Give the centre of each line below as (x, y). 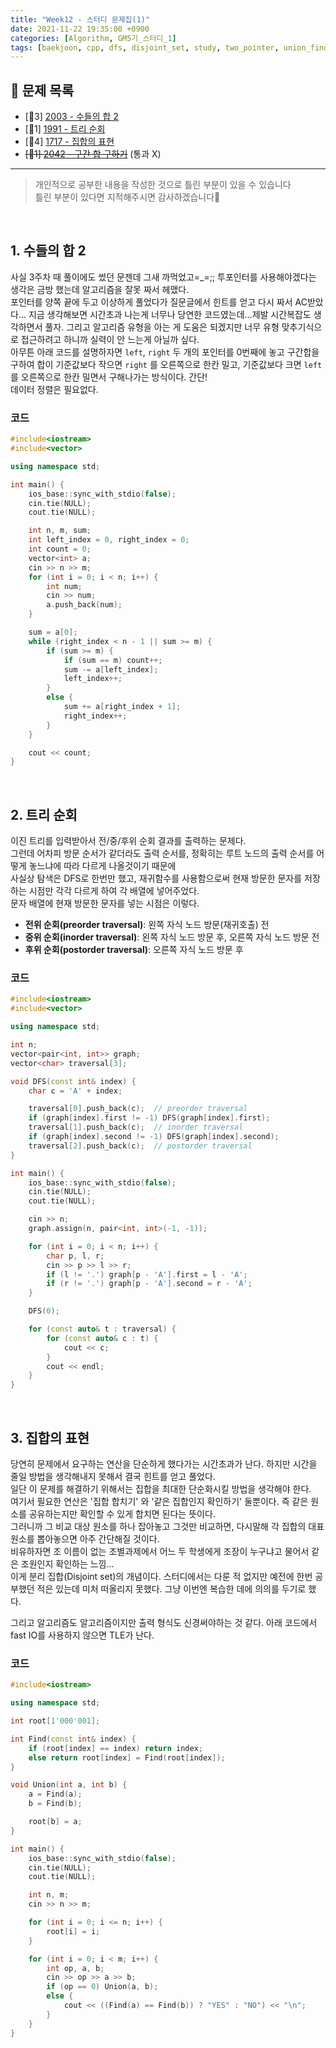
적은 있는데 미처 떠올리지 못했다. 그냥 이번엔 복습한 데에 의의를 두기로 (171, 1588)
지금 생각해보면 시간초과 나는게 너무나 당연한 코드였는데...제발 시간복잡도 (170, 314)
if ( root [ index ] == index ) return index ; (115, 1748)
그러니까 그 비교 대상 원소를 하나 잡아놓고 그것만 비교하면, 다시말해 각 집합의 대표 (167, 1526)
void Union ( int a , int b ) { (69, 1785)
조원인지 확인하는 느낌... (67, 1563)
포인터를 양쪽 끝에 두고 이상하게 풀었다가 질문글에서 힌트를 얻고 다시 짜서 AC (159, 302)
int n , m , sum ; (60, 531)
